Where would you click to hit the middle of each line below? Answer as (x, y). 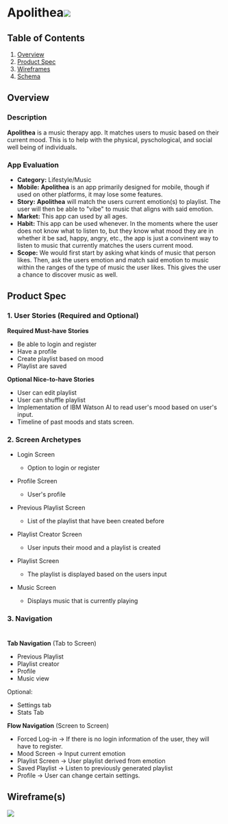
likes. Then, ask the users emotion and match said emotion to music (113, 260)
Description (27, 117)
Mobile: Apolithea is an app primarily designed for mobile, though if (113, 187)
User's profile (47, 494)
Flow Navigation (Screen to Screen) (58, 726)
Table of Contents (46, 38)
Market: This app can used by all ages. (72, 216)
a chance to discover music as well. (67, 274)
